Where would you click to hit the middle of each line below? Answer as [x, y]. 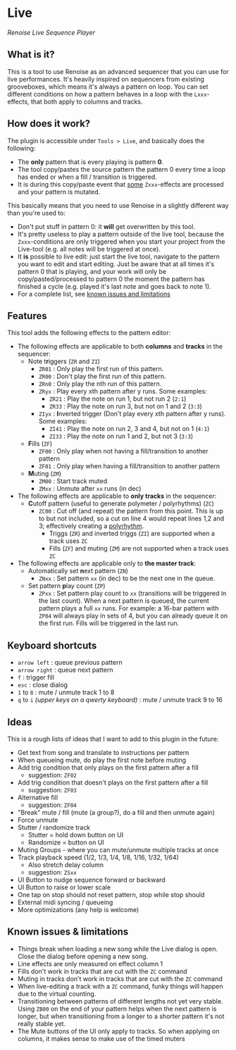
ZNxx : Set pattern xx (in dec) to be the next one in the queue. [127, 578]
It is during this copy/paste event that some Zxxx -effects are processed [120, 184]
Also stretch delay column [66, 865]
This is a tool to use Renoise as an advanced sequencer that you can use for [118, 71]
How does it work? [49, 124]
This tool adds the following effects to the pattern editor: [89, 333]
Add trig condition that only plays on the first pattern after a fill [108, 768]
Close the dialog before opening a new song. [83, 956]
